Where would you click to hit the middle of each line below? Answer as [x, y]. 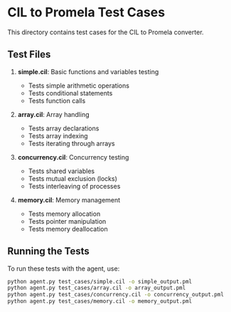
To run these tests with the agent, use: [64, 269]
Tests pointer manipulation [67, 221]
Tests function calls [57, 100]
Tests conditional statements [70, 93]
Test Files [29, 54]
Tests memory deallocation [68, 229]
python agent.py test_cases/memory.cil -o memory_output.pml [100, 301]
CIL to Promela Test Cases [86, 12]
